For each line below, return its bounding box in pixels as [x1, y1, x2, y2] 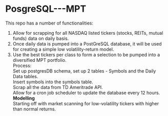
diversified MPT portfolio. [12, 57, 67, 63]
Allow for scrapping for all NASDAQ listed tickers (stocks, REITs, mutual [12, 30, 163, 36]
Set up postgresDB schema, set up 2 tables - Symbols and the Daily [12, 67, 156, 74]
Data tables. [12, 73, 38, 79]
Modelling [12, 95, 35, 101]
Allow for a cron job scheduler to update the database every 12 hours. [12, 89, 160, 96]
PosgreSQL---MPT [5, 3, 87, 15]
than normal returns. [12, 106, 56, 112]
